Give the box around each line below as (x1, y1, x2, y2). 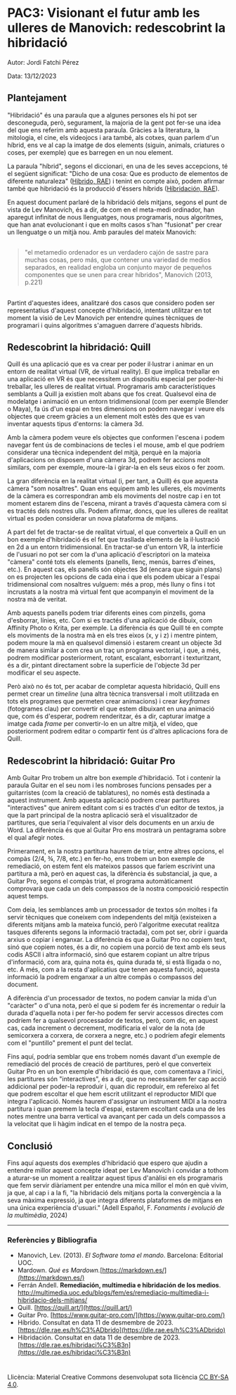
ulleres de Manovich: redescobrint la (7, 20, 226, 36)
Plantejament (7, 92, 67, 104)
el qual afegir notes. (7, 834, 65, 842)
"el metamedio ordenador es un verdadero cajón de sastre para (24, 248, 209, 257)
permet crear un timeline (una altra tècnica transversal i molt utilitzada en (7, 689, 219, 698)
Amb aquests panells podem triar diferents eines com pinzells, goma (7, 609, 206, 617)
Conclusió (7, 1140, 53, 1152)
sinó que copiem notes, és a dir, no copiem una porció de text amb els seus (7, 943, 226, 951)
